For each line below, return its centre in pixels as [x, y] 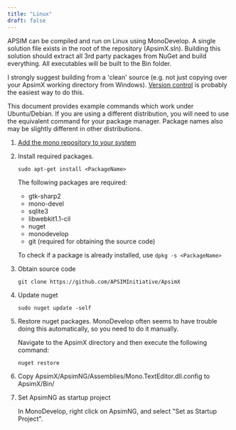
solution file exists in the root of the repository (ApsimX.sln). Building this [114, 48]
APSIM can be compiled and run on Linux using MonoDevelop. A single [112, 40]
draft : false [27, 21]
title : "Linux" [30, 14]
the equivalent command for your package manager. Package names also [115, 121]
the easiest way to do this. [46, 92]
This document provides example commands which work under [101, 106]
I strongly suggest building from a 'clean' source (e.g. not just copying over [117, 77]
